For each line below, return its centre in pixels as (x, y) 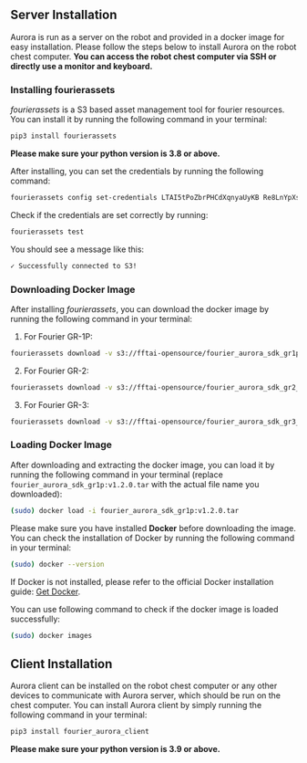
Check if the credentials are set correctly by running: (109, 214)
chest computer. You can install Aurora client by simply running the (136, 706)
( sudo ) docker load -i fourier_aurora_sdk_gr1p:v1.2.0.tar (125, 510)
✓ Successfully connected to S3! (74, 266)
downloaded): (36, 494)
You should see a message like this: (77, 249)
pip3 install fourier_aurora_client (80, 732)
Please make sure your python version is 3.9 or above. (116, 749)
